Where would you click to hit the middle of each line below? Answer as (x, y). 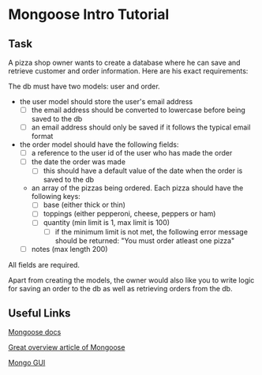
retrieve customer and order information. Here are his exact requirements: (128, 71)
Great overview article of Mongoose (67, 347)
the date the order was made (79, 162)
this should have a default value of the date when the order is (143, 171)
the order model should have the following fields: (99, 144)
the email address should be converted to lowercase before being (138, 110)
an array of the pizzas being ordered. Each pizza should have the (137, 188)
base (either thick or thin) (84, 205)
